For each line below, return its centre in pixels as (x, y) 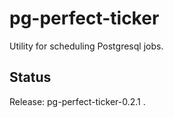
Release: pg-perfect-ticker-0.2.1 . (77, 101)
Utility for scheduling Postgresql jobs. (86, 46)
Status (30, 77)
